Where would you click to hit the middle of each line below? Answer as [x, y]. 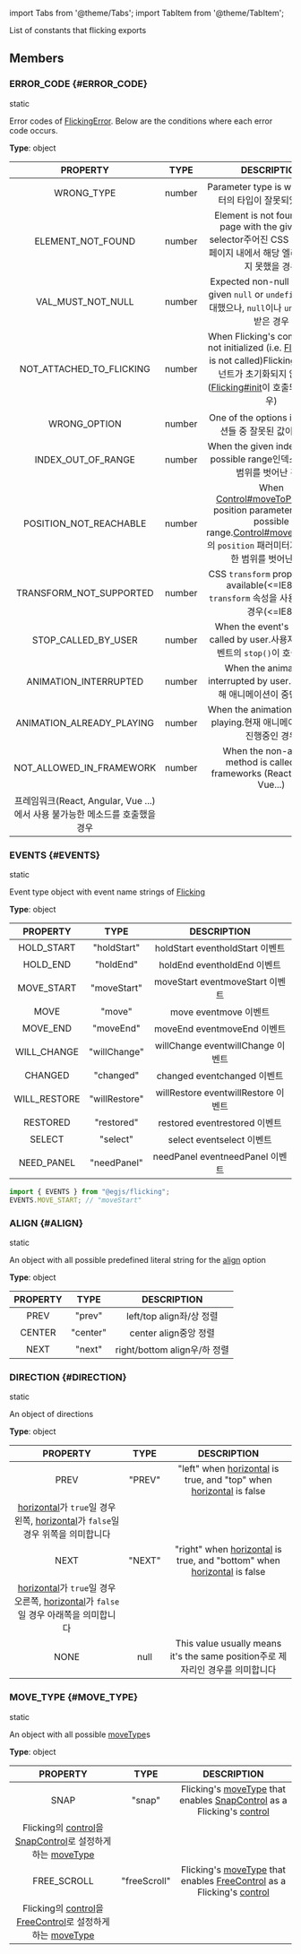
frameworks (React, [253, 773]
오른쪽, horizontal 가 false [67, 1602]
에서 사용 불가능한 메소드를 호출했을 [85, 814]
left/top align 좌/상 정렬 [172, 1317]
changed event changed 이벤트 [220, 1076]
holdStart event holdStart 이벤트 [220, 947]
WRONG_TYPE [85, 193]
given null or [236, 294]
